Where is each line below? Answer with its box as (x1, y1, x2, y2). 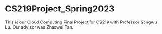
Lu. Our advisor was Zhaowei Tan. (5, 24, 73, 30)
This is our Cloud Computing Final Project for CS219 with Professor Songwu (5, 19, 157, 25)
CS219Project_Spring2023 (5, 3, 115, 14)
